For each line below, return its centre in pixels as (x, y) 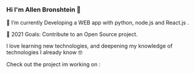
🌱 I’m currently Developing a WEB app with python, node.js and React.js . (98, 23)
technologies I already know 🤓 (44, 52)
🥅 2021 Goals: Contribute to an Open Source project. (72, 34)
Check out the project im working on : (53, 64)
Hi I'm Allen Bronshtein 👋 (43, 10)
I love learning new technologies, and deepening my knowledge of (90, 46)
